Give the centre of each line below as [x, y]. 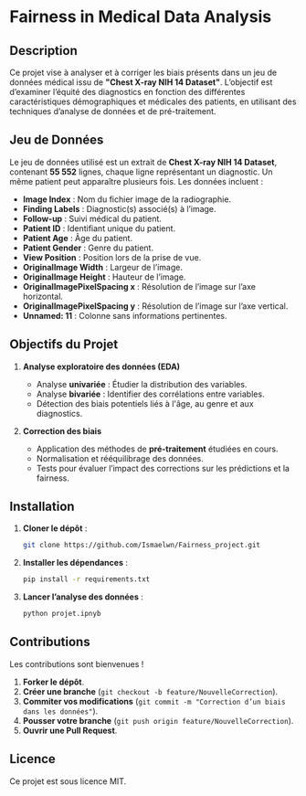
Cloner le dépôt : [55, 528]
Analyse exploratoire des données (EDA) [101, 366]
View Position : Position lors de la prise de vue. [112, 257]
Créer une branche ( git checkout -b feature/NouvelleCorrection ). [150, 691]
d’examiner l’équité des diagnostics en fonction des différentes [127, 92]
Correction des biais [62, 430]
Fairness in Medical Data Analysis [141, 17]
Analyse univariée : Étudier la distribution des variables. [142, 384]
